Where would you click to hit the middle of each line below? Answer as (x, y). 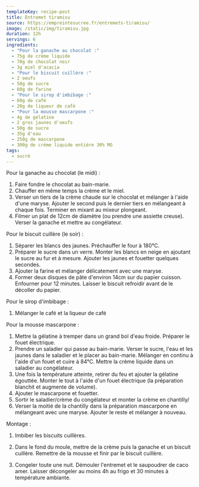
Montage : (19, 424)
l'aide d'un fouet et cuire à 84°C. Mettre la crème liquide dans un (94, 362)
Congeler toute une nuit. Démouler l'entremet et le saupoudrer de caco (102, 465)
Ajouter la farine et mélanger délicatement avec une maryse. (89, 271)
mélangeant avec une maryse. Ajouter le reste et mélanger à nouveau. (101, 412)
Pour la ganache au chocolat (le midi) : (53, 173)
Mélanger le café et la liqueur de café (61, 313)
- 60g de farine (31, 90)
